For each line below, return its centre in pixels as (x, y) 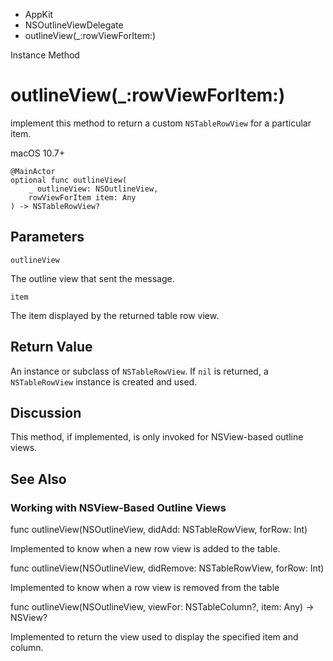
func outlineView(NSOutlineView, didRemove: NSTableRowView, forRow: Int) (167, 568)
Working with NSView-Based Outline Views (118, 507)
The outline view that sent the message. (92, 278)
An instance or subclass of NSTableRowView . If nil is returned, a (139, 371)
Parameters (47, 237)
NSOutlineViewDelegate (74, 25)
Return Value (51, 347)
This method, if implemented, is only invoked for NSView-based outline (157, 437)
